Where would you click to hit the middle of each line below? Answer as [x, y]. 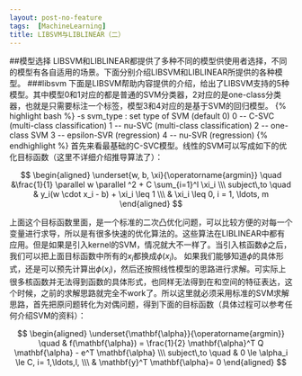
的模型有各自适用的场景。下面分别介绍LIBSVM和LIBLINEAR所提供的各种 [142, 72]
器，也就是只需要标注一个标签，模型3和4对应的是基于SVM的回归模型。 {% [148, 106]
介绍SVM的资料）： [52, 315]
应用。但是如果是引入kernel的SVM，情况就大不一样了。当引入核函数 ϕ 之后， [151, 245]
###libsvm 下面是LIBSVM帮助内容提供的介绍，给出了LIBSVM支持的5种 [158, 84]
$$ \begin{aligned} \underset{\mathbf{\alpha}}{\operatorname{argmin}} [151, 333]
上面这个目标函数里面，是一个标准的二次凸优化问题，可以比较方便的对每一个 [151, 222]
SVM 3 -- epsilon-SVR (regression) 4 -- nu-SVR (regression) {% [149, 135]
